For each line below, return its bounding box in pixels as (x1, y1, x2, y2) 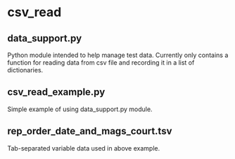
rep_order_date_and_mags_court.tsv (7, 125, 172, 137)
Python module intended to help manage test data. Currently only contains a (7, 51, 229, 59)
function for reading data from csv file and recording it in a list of (7, 58, 195, 67)
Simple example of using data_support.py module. (7, 105, 153, 113)
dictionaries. (7, 66, 44, 74)
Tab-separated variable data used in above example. (7, 144, 160, 152)
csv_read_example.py (7, 86, 106, 98)
